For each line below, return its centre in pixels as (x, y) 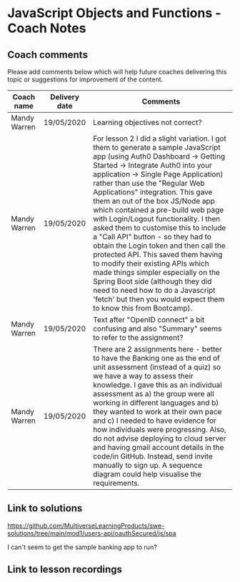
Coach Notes (47, 28)
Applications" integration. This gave (152, 192)
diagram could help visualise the (147, 474)
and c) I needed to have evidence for (154, 421)
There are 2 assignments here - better (157, 349)
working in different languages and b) (156, 403)
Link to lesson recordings (65, 570)
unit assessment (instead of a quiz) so (157, 367)
